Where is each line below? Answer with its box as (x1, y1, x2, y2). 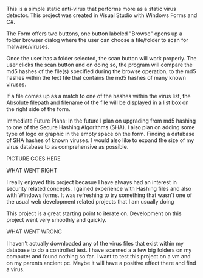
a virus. (6, 266, 26, 273)
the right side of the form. (6, 105, 71, 112)
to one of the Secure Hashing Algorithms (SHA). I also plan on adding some (6, 124, 195, 130)
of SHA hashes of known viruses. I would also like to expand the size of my (6, 137, 194, 144)
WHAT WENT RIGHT (6, 167, 58, 174)
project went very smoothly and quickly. (6, 216, 107, 223)
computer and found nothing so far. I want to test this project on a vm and (6, 253, 191, 260)
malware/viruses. (6, 43, 50, 50)
